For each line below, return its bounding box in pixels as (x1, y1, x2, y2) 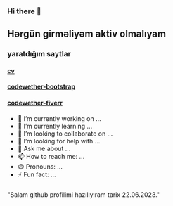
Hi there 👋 (7, 6, 42, 16)
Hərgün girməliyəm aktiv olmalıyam (7, 28, 167, 40)
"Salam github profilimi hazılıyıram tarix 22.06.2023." (7, 190, 160, 199)
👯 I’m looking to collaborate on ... (17, 129, 113, 138)
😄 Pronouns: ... (17, 162, 63, 171)
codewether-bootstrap (7, 82, 76, 91)
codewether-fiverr (7, 98, 63, 108)
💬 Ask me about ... (17, 144, 71, 153)
